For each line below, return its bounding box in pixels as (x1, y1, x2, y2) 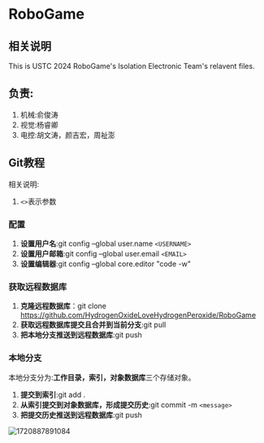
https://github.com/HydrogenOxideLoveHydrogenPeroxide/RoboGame (19, 310, 257, 320)
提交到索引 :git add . (19, 389, 86, 399)
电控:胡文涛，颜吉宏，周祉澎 (19, 130, 115, 140)
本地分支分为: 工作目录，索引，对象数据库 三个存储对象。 (8, 372, 197, 382)
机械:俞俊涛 (19, 110, 58, 119)
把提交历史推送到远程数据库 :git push (19, 410, 142, 419)
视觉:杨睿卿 (19, 119, 58, 130)
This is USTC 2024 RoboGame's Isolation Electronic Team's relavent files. (8, 62, 255, 71)
